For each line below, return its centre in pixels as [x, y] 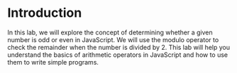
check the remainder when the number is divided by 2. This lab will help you [119, 47]
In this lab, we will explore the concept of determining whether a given [110, 32]
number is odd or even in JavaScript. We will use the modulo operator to [113, 39]
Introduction [45, 13]
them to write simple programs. [53, 62]
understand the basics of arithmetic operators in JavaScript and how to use [118, 55]
